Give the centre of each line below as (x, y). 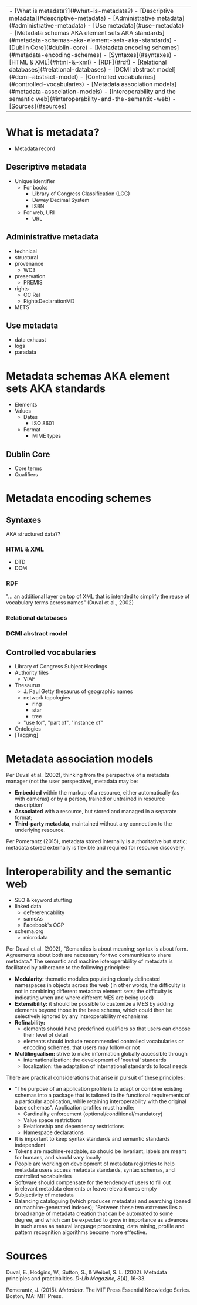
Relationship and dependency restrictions (74, 1127)
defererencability (44, 912)
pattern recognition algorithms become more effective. (81, 1232)
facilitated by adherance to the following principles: (68, 968)
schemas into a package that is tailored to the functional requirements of (102, 1095)
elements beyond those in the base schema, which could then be (93, 1010)
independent (30, 1145)
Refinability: (30, 1023)
